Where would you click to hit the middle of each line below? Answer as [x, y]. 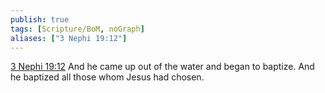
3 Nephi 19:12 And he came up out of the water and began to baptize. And [162, 67]
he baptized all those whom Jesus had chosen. [107, 77]
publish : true [40, 19]
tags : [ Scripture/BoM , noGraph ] [77, 29]
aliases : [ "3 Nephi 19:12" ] [69, 38]
